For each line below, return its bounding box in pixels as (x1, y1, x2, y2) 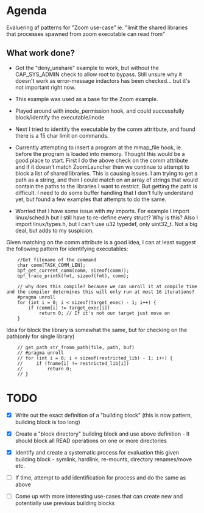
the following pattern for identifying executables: (6, 245, 128, 252)
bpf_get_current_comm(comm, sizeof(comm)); (17, 267, 130, 274)
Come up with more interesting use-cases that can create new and (15, 492, 183, 500)
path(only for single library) (6, 333, 75, 340)
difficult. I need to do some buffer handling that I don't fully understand (15, 189, 194, 196)
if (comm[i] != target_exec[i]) (28, 305, 111, 311)
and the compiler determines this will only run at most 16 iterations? (6, 289, 195, 295)
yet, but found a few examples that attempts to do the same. (15, 196, 166, 203)
